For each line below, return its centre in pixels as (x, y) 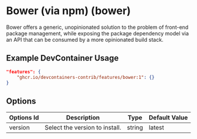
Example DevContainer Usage (62, 58)
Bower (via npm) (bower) (69, 11)
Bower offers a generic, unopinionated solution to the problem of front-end (97, 27)
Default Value (168, 118)
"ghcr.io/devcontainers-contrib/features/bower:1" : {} (86, 77)
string (135, 128)
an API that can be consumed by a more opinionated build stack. (85, 39)
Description (83, 118)
